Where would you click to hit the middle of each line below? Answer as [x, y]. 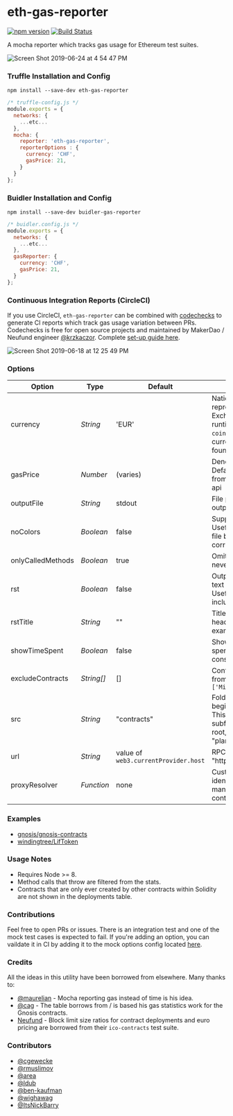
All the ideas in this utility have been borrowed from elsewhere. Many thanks [116, 977]
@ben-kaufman [40, 1090]
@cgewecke [35, 1061]
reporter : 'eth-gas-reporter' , [65, 141]
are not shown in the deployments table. [75, 896]
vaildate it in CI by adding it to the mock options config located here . [105, 945]
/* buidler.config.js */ [43, 224]
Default [161, 387]
